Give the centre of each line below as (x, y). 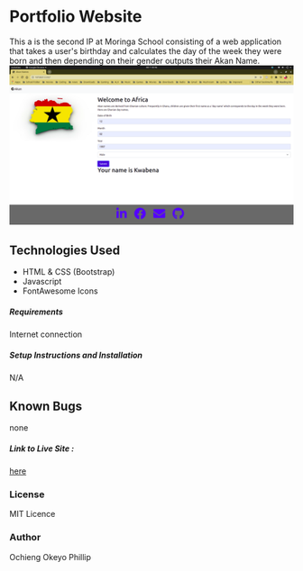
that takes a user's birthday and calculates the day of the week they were (146, 50)
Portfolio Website (76, 17)
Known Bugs (46, 406)
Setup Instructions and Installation (76, 355)
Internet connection (46, 334)
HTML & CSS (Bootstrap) (69, 272)
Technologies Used (64, 250)
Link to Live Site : (42, 449)
